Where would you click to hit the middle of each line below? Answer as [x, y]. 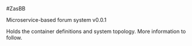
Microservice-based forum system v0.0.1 [56, 20]
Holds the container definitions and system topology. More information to [96, 31]
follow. [14, 37]
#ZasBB [16, 9]
